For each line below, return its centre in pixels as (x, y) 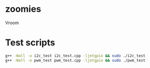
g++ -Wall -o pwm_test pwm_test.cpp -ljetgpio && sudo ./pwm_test (75, 60)
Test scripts (30, 43)
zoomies (23, 9)
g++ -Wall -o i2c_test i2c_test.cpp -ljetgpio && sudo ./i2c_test (75, 56)
